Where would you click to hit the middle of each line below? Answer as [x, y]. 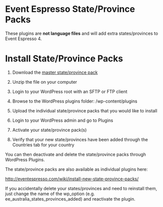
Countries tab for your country [43, 145]
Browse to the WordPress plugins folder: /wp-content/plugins [75, 101]
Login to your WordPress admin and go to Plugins [63, 120]
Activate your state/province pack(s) [49, 130]
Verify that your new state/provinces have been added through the [80, 139]
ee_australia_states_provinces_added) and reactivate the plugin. [70, 199]
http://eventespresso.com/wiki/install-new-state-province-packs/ [72, 179]
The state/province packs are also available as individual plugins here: [77, 169]
